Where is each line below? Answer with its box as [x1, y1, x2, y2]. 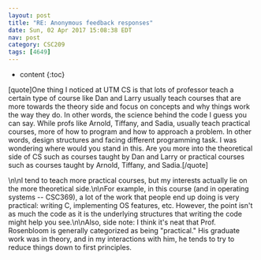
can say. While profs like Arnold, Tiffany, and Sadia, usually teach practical [8, 119, 251, 128]
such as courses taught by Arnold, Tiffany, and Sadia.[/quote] [8, 161, 209, 169]
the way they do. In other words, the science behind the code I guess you [8, 110, 247, 119]
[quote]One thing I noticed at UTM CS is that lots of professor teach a [8, 85, 234, 95]
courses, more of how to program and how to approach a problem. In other [8, 127, 252, 136]
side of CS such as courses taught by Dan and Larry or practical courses [8, 152, 245, 162]
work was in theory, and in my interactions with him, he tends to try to [8, 234, 235, 243]
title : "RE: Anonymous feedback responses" [8, 19, 154, 27]
